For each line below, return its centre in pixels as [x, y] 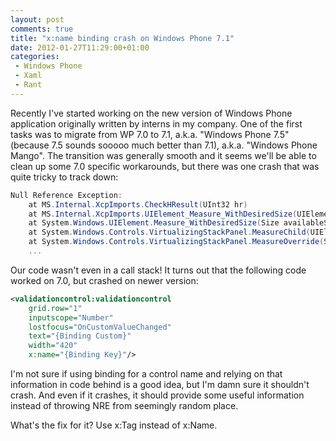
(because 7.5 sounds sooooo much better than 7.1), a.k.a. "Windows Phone [164, 145]
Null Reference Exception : [66, 195]
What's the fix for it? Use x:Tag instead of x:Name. [114, 425]
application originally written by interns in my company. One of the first [156, 123]
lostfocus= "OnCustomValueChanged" [100, 327]
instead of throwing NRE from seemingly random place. [124, 405]
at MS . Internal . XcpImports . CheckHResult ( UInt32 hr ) [138, 204]
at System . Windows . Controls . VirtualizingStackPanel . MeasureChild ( [169, 232]
